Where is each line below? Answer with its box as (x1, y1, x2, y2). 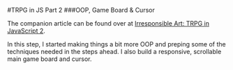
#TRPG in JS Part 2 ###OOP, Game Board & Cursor (7, 6, 155, 14)
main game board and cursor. (7, 55, 92, 63)
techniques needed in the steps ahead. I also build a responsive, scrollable (7, 48, 222, 55)
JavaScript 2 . (7, 27, 45, 35)
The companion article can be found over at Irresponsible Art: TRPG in (7, 19, 209, 27)
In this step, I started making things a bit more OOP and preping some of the (7, 40, 226, 48)
